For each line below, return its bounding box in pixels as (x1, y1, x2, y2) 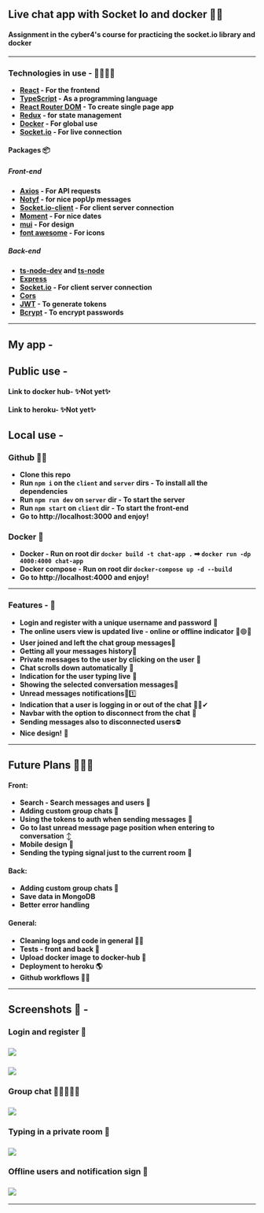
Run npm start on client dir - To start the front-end (19, 503, 189, 513)
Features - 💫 (8, 599, 57, 610)
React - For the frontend (19, 85, 101, 94)
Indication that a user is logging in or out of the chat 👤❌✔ (19, 699, 209, 709)
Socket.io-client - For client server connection (19, 203, 174, 212)
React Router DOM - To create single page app (19, 101, 174, 111)
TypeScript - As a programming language (19, 94, 158, 103)
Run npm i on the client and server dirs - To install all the (19, 478, 208, 488)
